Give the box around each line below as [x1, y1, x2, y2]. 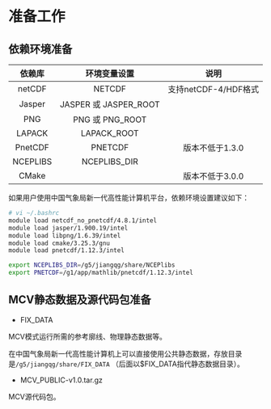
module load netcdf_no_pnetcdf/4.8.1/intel [8, 216, 158, 225]
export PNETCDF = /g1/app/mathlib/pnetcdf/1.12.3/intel [8, 268, 194, 277]
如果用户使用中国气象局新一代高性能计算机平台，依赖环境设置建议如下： [8, 193, 249, 202]
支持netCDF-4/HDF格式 [167, 84, 260, 95]
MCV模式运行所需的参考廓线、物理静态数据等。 [8, 331, 167, 341]
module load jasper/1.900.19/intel [8, 224, 129, 232]
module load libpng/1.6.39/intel [8, 231, 121, 239]
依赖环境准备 [8, 42, 73, 56]
